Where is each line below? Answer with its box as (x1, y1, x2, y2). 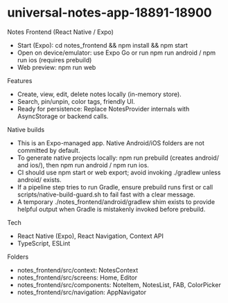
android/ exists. (17, 175, 62, 184)
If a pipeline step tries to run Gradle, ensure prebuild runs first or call (17, 183, 213, 191)
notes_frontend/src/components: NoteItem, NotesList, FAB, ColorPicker (17, 280, 222, 288)
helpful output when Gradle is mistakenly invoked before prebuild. (17, 205, 206, 213)
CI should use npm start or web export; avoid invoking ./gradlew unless (17, 168, 221, 176)
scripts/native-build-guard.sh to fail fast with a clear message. (17, 190, 195, 199)
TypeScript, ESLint (17, 239, 71, 247)
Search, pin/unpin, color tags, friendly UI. (17, 97, 135, 105)
